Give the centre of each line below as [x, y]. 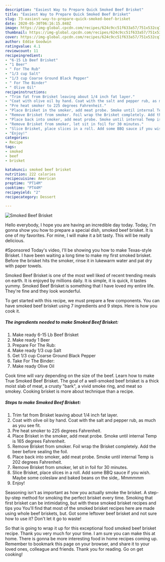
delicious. [15, 240]
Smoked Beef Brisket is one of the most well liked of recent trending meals [81, 275]
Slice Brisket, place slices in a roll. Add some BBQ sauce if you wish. [81, 472]
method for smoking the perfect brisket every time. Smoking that [87, 498]
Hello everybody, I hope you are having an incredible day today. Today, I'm [81, 225]
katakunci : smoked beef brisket [38, 170]
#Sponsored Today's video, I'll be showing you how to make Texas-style [78, 250]
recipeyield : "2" [23, 192]
